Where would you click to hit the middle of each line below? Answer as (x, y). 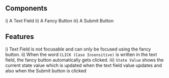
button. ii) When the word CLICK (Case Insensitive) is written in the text (81, 54)
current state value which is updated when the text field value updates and (83, 65)
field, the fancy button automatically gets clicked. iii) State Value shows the (84, 60)
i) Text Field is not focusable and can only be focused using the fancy (78, 49)
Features (20, 37)
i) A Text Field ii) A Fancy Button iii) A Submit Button (59, 20)
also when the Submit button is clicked (46, 70)
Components (26, 8)
